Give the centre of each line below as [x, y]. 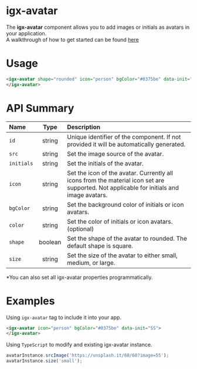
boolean [50, 242]
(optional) [81, 229]
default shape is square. [100, 245]
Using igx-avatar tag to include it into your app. [64, 317]
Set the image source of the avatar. [116, 154]
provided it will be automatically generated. [126, 144]
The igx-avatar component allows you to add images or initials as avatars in [98, 27]
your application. [26, 33]
